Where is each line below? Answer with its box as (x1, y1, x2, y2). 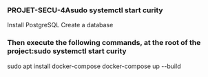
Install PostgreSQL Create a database (7, 21, 114, 29)
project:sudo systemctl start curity (7, 46, 127, 56)
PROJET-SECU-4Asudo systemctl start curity (7, 5, 163, 15)
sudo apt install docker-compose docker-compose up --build (7, 62, 181, 70)
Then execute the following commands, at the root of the (7, 38, 201, 48)
